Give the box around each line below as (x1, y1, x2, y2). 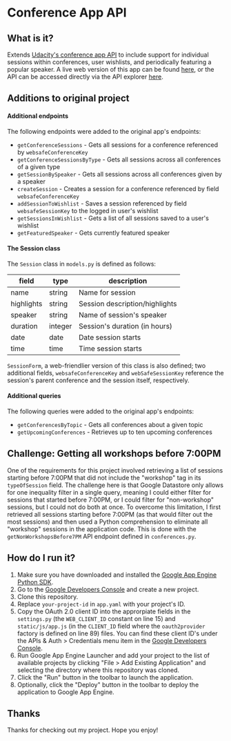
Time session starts (79, 344, 143, 353)
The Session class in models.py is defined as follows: (7, 259, 157, 268)
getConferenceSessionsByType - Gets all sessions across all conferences (17, 155, 221, 164)
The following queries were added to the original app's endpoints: (7, 407, 194, 415)
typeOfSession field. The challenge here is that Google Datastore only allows (7, 481, 224, 489)
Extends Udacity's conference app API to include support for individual (7, 50, 209, 59)
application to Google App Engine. (17, 688, 115, 696)
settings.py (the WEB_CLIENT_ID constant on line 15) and (17, 614, 176, 622)
